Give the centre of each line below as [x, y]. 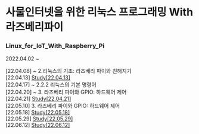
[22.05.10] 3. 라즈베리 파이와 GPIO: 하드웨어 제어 [63, 106]
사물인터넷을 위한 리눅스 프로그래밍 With [99, 12]
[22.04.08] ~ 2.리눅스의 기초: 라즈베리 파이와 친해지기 [69, 71]
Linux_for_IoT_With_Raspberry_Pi [55, 46]
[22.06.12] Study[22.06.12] [38, 125]
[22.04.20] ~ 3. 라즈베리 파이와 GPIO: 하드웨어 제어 [66, 92]
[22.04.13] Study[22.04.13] [38, 78]
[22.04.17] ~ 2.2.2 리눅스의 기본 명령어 [51, 85]
